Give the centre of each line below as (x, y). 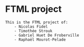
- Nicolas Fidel (31, 26)
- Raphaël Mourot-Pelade (40, 40)
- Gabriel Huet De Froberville (47, 35)
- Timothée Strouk (33, 31)
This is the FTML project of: (37, 22)
